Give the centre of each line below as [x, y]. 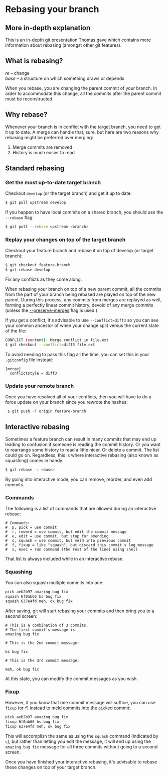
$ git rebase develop [28, 270]
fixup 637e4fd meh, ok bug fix [38, 726]
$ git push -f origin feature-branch [47, 411]
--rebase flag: [20, 217]
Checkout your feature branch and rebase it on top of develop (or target [79, 251]
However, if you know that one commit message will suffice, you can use [80, 703]
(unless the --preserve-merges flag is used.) [51, 310]
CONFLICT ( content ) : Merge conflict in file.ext [57, 340]
